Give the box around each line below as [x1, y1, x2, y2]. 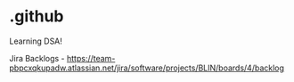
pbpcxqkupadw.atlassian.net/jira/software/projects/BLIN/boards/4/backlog [9, 62, 285, 73]
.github [9, 6, 64, 27]
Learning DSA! [9, 36, 62, 46]
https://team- [66, 53, 116, 63]
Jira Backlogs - [9, 53, 65, 63]
